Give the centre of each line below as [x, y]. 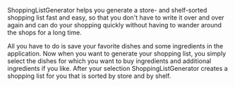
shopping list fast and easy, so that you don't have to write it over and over [116, 18]
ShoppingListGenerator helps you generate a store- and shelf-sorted [107, 10]
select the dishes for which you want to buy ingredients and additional [109, 61]
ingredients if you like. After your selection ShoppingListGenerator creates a [117, 68]
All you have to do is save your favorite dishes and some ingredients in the [115, 46]
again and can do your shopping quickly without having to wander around [115, 25]
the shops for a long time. [45, 32]
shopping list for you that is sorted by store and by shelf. [89, 76]
